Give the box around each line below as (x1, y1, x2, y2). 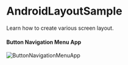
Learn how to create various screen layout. (6, 24, 114, 32)
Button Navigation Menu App (6, 38, 82, 46)
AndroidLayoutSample (6, 4, 123, 18)
